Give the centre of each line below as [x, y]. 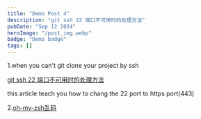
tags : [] [20, 46]
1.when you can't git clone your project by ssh [73, 65]
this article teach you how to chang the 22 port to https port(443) [101, 93]
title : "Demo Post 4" [39, 13]
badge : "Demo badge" [37, 39]
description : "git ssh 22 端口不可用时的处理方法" [76, 20]
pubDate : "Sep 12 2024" [42, 26]
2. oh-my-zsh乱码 [32, 108]
